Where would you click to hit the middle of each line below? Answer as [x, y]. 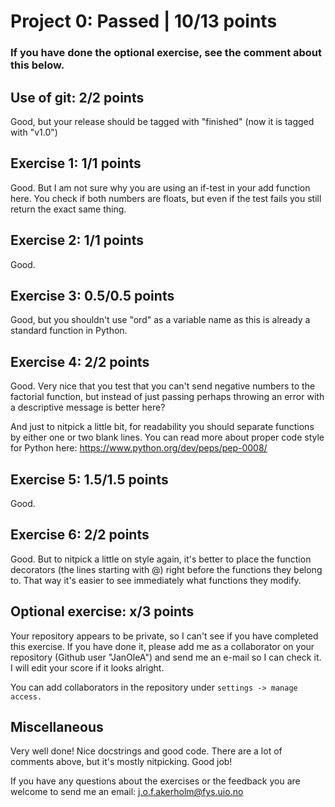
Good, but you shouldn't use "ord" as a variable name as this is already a [160, 320]
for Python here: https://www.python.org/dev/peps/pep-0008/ [139, 448]
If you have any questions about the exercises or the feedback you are [155, 781]
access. [26, 696]
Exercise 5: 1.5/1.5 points [89, 479]
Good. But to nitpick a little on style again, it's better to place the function [161, 559]
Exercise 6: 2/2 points [80, 535]
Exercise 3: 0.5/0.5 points [92, 295]
